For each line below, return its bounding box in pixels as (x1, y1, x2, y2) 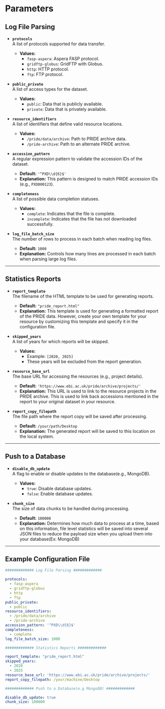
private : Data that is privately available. (27, 106, 107, 112)
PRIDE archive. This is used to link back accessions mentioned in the (19, 393, 159, 399)
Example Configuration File (5, 555, 90, 564)
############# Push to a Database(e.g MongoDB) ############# (5, 686, 135, 691)
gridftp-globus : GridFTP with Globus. (27, 61, 104, 67)
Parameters (5, 3, 54, 14)
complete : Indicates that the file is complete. (27, 211, 115, 216)
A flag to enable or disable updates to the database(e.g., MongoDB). (12, 470, 151, 476)
